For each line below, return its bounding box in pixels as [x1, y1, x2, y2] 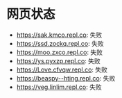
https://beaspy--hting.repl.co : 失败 [16, 74, 116, 82]
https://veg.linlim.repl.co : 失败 [16, 83, 102, 91]
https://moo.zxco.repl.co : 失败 [16, 48, 103, 56]
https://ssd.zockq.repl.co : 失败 [16, 39, 105, 47]
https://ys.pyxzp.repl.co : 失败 [16, 56, 101, 65]
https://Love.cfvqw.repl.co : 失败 [16, 65, 108, 74]
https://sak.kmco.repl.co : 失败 [16, 31, 103, 39]
